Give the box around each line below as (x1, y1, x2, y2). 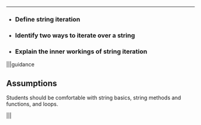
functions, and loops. (6, 100, 59, 108)
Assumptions (6, 78, 57, 89)
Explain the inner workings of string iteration (14, 47, 148, 56)
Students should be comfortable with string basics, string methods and (6, 94, 181, 101)
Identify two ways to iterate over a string (14, 31, 136, 39)
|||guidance (6, 61, 35, 68)
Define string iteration (14, 15, 81, 23)
